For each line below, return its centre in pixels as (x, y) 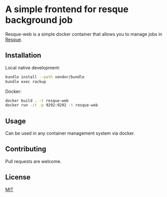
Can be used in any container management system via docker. (70, 133)
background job (39, 20)
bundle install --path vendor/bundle (45, 77)
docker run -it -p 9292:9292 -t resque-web (52, 105)
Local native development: (33, 67)
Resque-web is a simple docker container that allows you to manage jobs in (84, 34)
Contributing (26, 149)
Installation (23, 55)
